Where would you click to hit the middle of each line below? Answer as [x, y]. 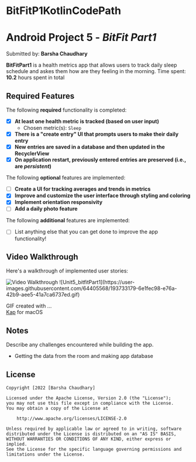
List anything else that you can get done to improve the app [86, 232]
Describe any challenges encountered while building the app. [80, 345]
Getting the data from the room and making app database [84, 356]
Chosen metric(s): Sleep [52, 128]
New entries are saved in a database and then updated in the [90, 147]
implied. [17, 444]
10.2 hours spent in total [35, 78]
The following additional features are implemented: [68, 220]
